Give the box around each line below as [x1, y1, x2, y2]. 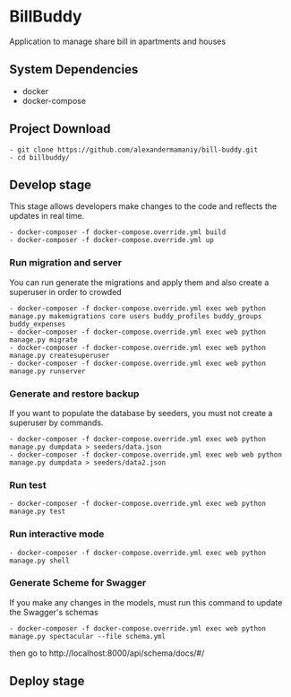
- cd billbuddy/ [9, 152, 70, 162]
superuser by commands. [9, 417, 104, 428]
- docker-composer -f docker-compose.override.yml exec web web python [9, 450, 282, 459]
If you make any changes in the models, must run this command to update [9, 597, 283, 607]
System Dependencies [9, 62, 139, 77]
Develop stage [9, 177, 92, 192]
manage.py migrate [9, 335, 78, 344]
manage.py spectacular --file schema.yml [9, 632, 167, 640]
